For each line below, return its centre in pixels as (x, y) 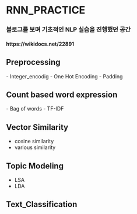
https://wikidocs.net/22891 (40, 44)
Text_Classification (42, 204)
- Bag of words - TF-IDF (35, 109)
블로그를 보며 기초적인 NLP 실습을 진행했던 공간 (68, 30)
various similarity (35, 147)
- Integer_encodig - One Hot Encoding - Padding (64, 76)
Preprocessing (33, 62)
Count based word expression (62, 94)
